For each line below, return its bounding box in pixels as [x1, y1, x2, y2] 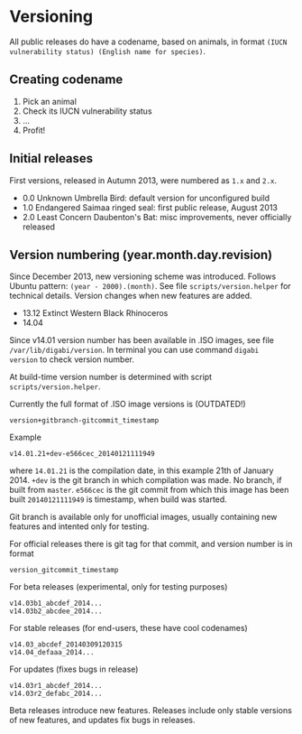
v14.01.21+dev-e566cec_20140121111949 [9, 450, 155, 459]
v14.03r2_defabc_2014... [9, 689, 103, 699]
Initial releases [9, 151, 94, 166]
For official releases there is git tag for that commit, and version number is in [9, 539, 293, 550]
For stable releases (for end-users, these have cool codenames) [9, 623, 248, 634]
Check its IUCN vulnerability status [22, 106, 152, 116]
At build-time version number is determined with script [9, 372, 213, 383]
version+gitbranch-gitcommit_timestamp [9, 416, 160, 425]
